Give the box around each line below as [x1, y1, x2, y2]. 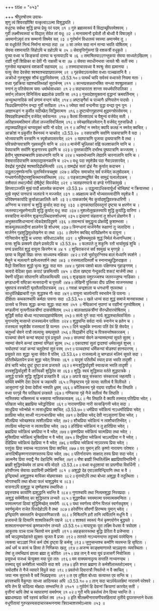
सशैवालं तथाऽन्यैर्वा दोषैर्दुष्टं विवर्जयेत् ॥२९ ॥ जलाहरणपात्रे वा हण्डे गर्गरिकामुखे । [5, 180, 126, 186]
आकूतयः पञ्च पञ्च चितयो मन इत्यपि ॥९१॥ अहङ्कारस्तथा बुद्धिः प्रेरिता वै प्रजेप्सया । [5, 528, 134, 534]
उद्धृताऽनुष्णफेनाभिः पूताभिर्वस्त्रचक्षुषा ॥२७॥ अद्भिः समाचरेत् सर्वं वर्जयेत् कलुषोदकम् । [5, 169, 134, 175]
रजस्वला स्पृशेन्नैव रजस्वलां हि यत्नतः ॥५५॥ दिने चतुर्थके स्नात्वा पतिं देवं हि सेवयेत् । [5, 324, 133, 329]
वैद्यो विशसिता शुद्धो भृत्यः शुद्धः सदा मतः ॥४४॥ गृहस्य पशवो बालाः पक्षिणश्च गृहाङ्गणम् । [5, 263, 137, 268]
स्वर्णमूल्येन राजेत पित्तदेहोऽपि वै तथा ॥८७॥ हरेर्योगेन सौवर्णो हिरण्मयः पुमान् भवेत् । [5, 506, 128, 512]
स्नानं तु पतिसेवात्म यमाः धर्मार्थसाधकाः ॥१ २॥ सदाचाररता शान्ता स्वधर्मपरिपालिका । [5, 86, 132, 91]
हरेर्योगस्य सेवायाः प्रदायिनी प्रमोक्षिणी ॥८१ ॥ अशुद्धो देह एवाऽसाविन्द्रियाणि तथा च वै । [5, 467, 131, 473]
